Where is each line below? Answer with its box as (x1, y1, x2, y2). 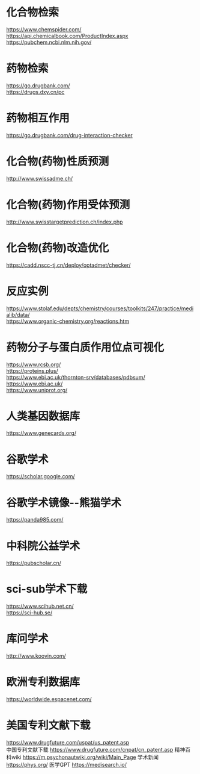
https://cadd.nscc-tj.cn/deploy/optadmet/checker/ (6, 261, 131, 269)
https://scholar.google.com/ (6, 473, 75, 480)
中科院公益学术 (6, 539, 80, 553)
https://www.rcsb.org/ (6, 361, 61, 368)
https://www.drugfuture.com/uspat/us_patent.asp (6, 739, 130, 746)
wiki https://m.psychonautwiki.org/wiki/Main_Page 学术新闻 (11, 754, 159, 761)
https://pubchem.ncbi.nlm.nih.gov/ (6, 39, 92, 46)
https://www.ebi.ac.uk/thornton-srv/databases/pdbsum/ (6, 373, 145, 381)
